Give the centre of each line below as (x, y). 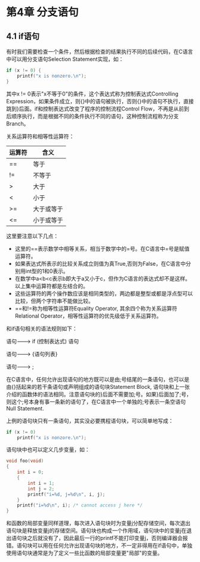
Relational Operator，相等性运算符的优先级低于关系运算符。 (88, 316)
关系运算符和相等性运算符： (40, 136)
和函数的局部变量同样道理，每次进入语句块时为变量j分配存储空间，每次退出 (99, 523)
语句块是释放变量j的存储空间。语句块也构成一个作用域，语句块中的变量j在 (96, 531)
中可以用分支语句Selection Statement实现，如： (65, 59)
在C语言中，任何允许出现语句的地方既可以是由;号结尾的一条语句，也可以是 (98, 379)
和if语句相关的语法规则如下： (42, 328)
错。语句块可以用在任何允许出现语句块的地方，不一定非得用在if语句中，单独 (99, 546)
